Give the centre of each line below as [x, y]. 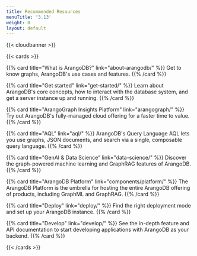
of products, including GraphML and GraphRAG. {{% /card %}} [83, 194]
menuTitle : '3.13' [29, 17]
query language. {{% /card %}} [45, 146]
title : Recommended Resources [44, 12]
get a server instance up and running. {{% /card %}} [70, 98]
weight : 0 [18, 22]
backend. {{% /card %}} [36, 236]
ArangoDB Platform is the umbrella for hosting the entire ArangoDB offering [98, 188]
